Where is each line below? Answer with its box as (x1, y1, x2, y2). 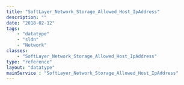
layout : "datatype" (6, 64, 55, 71)
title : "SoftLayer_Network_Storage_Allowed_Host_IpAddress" (6, 8, 161, 15)
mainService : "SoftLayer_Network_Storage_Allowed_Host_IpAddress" (6, 70, 179, 76)
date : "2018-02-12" (6, 20, 55, 26)
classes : (6, 48, 28, 54)
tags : (6, 25, 20, 32)
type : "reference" (6, 59, 52, 65)
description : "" (6, 14, 47, 20)
